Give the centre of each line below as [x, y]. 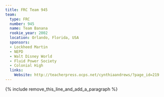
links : [16, 70]
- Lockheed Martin [29, 47]
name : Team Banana [29, 28]
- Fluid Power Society [33, 61]
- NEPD [16, 51]
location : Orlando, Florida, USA [44, 38]
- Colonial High [26, 65]
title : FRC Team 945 [27, 10]
